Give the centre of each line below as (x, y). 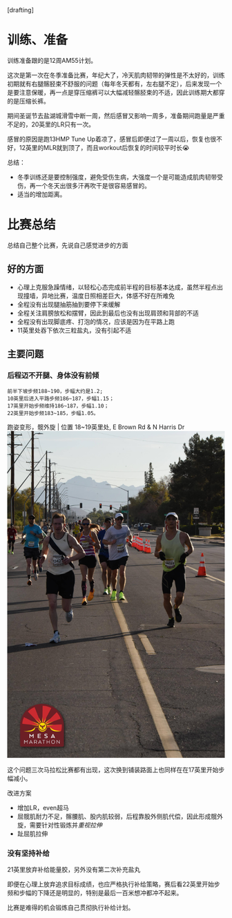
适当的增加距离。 (41, 194)
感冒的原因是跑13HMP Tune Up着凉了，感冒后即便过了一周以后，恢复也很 (112, 139)
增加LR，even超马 (43, 808)
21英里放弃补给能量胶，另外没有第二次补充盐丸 (74, 870)
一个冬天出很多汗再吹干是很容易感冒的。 (93, 185)
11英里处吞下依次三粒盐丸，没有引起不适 (74, 330)
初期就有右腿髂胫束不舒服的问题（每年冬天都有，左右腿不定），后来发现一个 (115, 84)
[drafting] (21, 10)
